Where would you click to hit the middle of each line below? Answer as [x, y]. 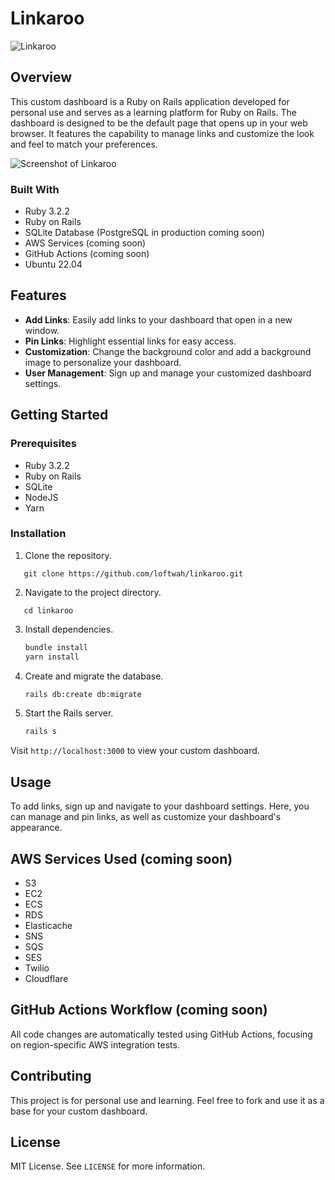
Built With [35, 189]
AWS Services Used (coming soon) [121, 858]
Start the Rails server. [69, 713]
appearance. [36, 828]
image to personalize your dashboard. [103, 362]
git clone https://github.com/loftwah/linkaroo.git [133, 573]
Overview [41, 77]
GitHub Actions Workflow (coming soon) [139, 1010]
